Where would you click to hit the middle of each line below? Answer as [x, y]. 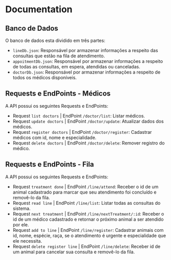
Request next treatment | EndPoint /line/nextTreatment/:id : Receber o [88, 214]
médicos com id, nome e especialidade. [55, 137]
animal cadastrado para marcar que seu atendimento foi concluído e [84, 192]
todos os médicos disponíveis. [45, 77]
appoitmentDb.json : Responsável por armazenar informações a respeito [88, 61]
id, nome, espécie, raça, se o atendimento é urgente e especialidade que [89, 235]
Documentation [39, 9]
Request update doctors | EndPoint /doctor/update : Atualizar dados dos [88, 121]
